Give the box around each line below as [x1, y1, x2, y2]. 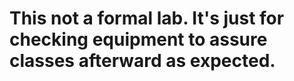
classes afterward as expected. [9, 50, 276, 72]
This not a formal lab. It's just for [9, 7, 285, 30]
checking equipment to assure [9, 28, 268, 51]
